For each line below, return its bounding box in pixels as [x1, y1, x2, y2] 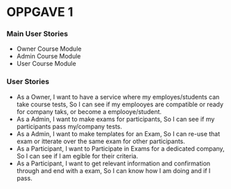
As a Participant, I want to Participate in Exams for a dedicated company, [16, 144, 225, 153]
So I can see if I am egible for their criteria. [16, 151, 139, 160]
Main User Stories [6, 29, 69, 39]
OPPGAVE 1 [6, 4, 74, 20]
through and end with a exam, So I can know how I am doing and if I [16, 166, 211, 174]
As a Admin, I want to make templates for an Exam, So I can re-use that [16, 129, 221, 138]
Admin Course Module [16, 52, 81, 60]
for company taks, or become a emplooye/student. [16, 107, 162, 115]
